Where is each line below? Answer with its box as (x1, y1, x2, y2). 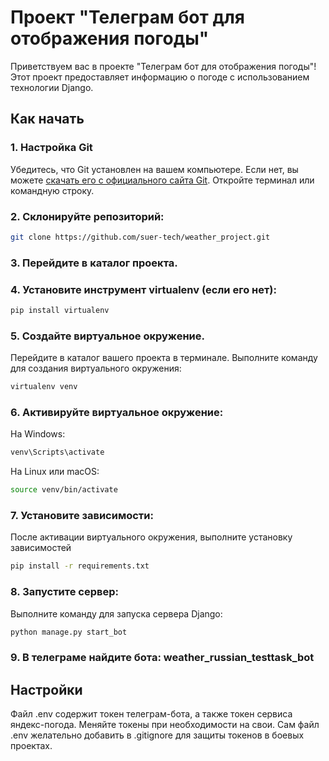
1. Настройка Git (10, 141, 93, 155)
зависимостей (10, 542, 72, 554)
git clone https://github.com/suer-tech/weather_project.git (10, 232, 271, 242)
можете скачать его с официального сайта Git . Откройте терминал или (10, 174, 315, 186)
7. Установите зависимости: (10, 509, 154, 523)
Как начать (10, 111, 85, 128)
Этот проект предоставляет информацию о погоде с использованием (10, 71, 310, 83)
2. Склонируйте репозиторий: (10, 209, 165, 223)
